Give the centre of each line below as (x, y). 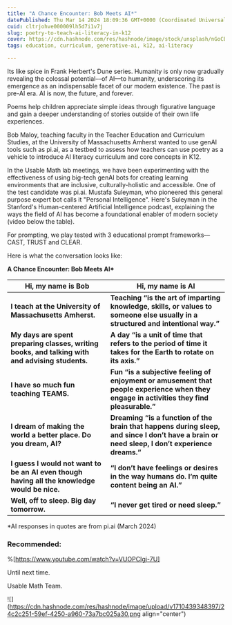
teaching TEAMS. (40, 393)
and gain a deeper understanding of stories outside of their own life (103, 114)
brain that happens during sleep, (165, 426)
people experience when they (160, 389)
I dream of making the (48, 426)
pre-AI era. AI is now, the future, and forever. (70, 93)
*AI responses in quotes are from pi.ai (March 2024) (82, 526)
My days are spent (42, 335)
